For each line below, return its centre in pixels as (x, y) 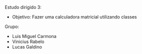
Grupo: (12, 26)
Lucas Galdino (27, 47)
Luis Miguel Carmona (34, 36)
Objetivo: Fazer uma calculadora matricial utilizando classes (74, 17)
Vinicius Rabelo (28, 41)
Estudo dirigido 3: (23, 7)
